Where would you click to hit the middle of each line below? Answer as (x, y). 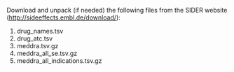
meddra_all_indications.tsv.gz (59, 61)
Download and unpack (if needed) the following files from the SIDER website (117, 10)
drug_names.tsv (40, 31)
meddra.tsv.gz (37, 46)
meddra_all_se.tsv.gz (47, 53)
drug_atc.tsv (35, 38)
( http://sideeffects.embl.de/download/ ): (63, 17)
